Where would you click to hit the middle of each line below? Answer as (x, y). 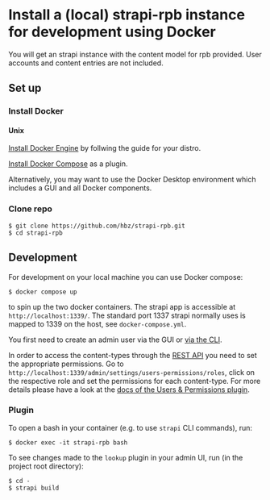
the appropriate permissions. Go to (66, 364)
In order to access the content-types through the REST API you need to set (133, 355)
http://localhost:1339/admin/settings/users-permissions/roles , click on (132, 372)
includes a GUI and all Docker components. (80, 188)
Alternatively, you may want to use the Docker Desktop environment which (132, 180)
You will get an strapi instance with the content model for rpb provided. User (135, 54)
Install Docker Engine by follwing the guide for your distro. (105, 148)
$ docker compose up (43, 292)
